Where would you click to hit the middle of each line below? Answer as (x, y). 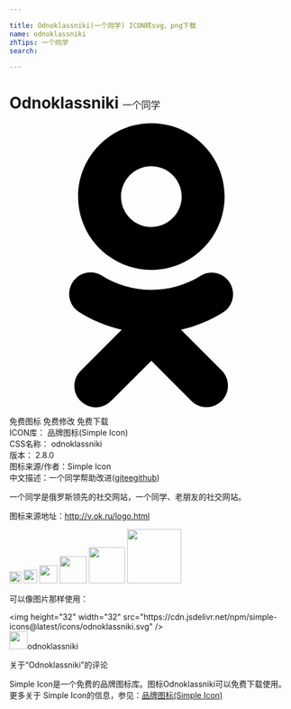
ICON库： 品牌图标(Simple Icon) (69, 433)
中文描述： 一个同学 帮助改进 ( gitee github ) (85, 478)
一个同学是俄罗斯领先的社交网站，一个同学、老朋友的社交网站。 (127, 497)
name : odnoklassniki (48, 34)
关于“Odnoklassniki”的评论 (59, 665)
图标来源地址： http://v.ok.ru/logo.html (80, 516)
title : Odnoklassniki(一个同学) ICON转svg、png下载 (103, 25)
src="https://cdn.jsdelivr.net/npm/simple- (200, 617)
